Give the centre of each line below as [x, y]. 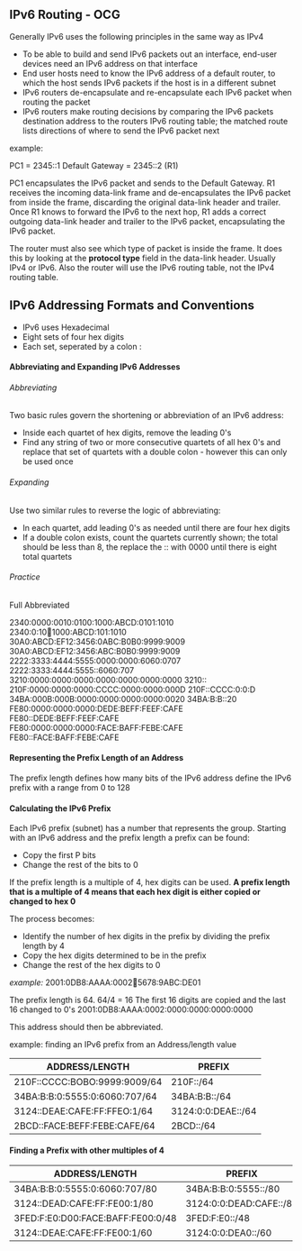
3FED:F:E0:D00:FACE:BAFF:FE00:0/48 [95, 1219]
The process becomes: [52, 919]
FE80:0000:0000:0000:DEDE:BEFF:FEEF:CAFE [97, 708]
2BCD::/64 [193, 1126]
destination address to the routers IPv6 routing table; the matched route [155, 121]
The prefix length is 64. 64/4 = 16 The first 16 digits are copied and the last [147, 1000]
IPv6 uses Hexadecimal [66, 327]
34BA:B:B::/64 [201, 1097]
